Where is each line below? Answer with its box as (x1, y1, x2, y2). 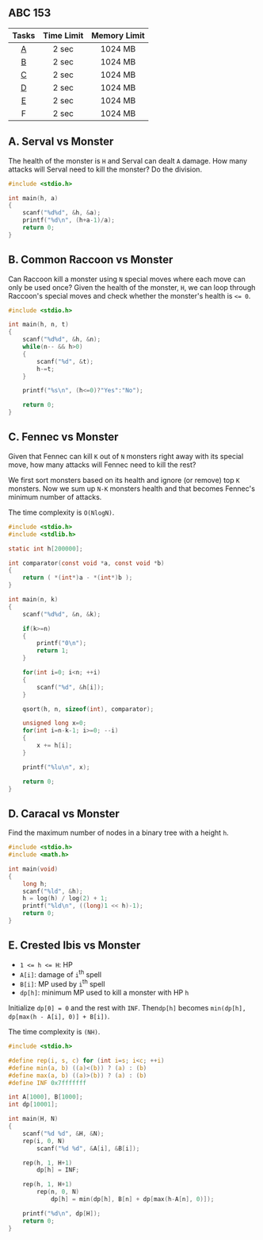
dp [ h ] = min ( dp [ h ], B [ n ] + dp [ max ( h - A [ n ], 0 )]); (50, 1196, 215, 1203)
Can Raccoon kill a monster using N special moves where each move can (8, 274, 246, 284)
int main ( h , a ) (8, 194, 59, 202)
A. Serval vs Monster (8, 135, 114, 149)
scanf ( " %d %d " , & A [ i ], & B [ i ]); (36, 1144, 140, 1153)
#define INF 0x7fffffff (8, 1079, 87, 1087)
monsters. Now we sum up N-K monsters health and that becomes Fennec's (8, 484, 256, 493)
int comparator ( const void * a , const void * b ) (8, 559, 165, 567)
